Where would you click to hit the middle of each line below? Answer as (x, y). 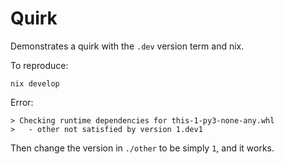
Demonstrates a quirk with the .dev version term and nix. (127, 46)
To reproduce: (39, 65)
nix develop (35, 83)
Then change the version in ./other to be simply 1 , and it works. (142, 148)
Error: (22, 102)
